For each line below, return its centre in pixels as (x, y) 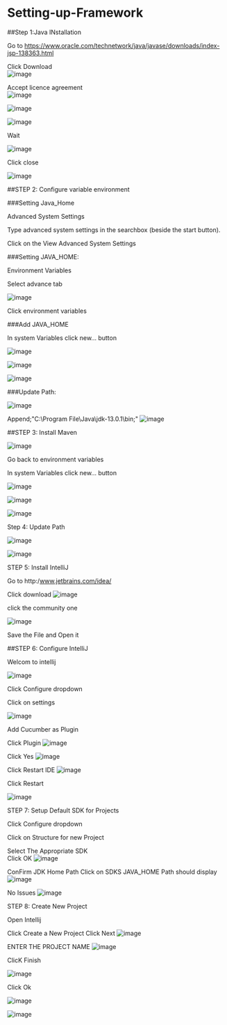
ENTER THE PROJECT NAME (49, 946)
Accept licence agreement (45, 87)
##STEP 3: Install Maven (42, 432)
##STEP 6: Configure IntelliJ (48, 648)
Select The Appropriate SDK (48, 851)
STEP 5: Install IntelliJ (38, 567)
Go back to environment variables (56, 459)
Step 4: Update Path (36, 527)
